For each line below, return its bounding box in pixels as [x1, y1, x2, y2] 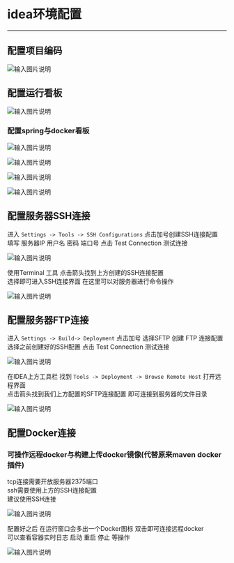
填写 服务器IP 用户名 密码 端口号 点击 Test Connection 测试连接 [7, 239, 188, 247]
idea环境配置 [7, 6, 82, 22]
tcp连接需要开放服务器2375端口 [7, 477, 99, 486]
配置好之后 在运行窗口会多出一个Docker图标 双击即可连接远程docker [7, 525, 204, 533]
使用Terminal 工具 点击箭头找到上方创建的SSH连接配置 [7, 268, 164, 276]
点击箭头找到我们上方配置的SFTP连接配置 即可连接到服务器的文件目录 [7, 390, 208, 398]
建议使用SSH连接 [7, 495, 57, 503]
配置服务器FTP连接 [7, 315, 89, 326]
